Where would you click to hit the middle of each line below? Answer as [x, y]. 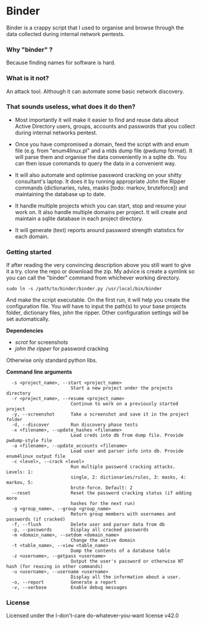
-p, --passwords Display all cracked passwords [80, 530]
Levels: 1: [20, 472]
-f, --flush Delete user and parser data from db [88, 525]
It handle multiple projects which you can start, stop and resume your [101, 206]
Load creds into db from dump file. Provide [127, 435]
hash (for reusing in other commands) [55, 567]
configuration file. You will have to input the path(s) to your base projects [96, 307]
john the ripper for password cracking [62, 348]
